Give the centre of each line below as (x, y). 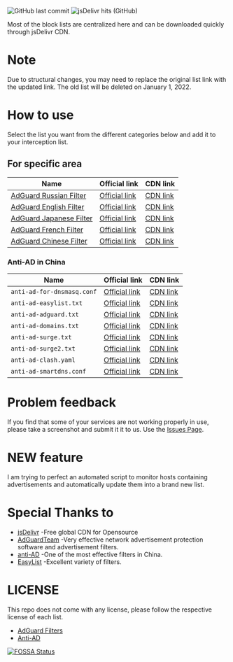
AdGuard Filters (40, 631)
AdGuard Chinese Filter (49, 241)
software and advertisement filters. (68, 547)
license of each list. (35, 617)
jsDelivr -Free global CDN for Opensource (78, 532)
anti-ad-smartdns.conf (48, 371)
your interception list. (38, 142)
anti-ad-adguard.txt (45, 314)
